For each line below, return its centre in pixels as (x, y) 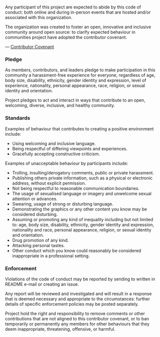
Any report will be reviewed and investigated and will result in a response (79, 294)
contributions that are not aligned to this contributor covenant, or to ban (77, 318)
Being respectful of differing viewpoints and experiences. (70, 148)
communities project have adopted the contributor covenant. (66, 37)
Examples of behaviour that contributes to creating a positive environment (80, 128)
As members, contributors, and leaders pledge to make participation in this (80, 70)
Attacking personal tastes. (38, 245)
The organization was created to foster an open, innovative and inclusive (78, 27)
